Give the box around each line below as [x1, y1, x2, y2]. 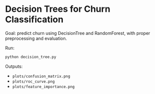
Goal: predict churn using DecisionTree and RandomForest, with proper [5, 30, 151, 36]
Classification [5, 14, 63, 25]
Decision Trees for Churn [5, 3, 110, 15]
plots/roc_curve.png [12, 79, 55, 84]
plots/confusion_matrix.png [12, 74, 70, 79]
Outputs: [5, 63, 23, 69]
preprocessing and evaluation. [5, 35, 67, 41]
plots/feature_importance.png [12, 84, 75, 89]
